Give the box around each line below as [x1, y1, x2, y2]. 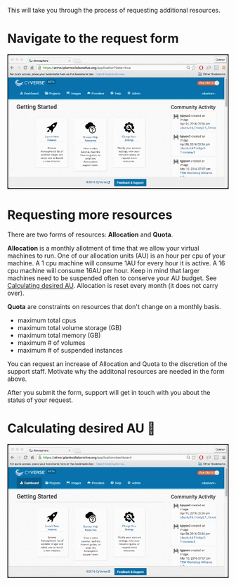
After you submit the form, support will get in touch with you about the [7, 388, 211, 396]
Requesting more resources [7, 207, 173, 222]
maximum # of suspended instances [17, 346, 123, 354]
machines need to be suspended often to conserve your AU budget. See [7, 274, 217, 282]
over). [7, 289, 25, 297]
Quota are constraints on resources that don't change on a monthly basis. [7, 302, 221, 310]
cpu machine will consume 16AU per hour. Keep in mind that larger [7, 266, 200, 275]
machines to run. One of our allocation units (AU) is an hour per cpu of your [7, 251, 226, 260]
